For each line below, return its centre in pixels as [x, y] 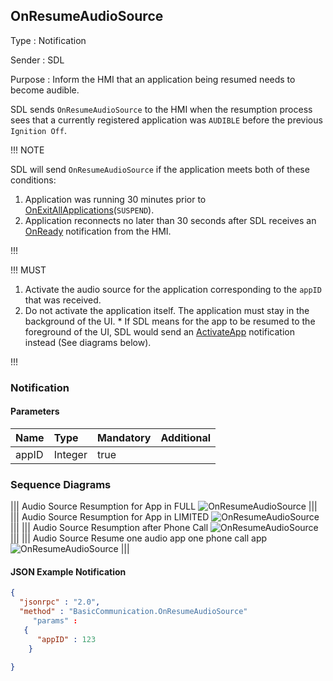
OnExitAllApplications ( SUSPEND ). [89, 210]
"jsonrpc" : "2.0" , [60, 602]
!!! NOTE [27, 150]
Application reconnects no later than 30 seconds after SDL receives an [170, 220]
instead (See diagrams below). [88, 342]
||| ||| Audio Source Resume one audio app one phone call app [139, 538]
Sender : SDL [37, 60]
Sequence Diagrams [61, 484]
